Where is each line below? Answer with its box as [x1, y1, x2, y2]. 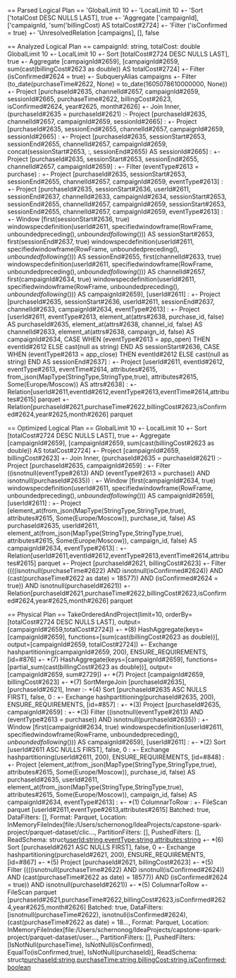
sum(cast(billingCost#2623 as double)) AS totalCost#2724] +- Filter [7, 65, 205, 73]
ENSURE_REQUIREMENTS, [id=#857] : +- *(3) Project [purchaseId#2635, [7, 700, 221, 709]
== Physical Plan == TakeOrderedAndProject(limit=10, [7, 611, 164, 618]
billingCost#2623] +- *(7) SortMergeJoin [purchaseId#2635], [7, 678, 187, 686]
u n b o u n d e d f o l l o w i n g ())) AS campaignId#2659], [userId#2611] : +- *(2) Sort [7, 738, 226, 746]
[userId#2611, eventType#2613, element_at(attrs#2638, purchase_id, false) [7, 312, 224, 321]
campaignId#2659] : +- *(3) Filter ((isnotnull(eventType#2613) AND [7, 708, 204, 716]
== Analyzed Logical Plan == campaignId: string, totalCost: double [7, 42, 201, 50]
